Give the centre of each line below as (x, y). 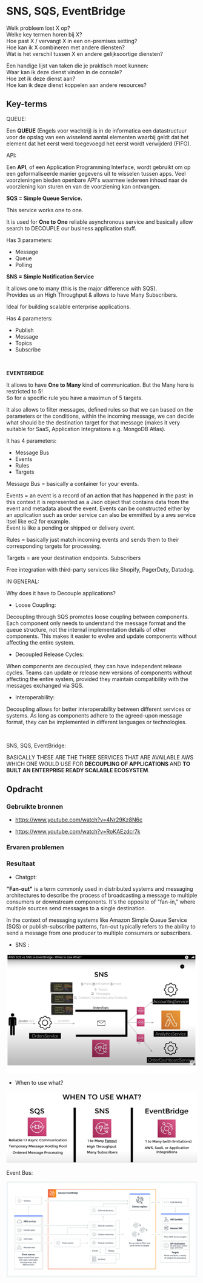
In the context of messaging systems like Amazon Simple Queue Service (97, 920)
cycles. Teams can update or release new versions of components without (99, 673)
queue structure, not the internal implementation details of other (86, 629)
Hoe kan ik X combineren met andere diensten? (66, 47)
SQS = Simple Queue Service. (45, 198)
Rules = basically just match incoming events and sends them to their (93, 539)
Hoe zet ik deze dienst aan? (41, 78)
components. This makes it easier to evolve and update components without (101, 636)
